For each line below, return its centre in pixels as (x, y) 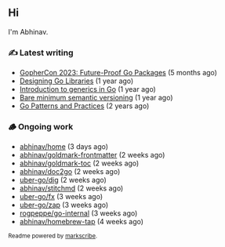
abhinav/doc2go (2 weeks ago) (70, 172)
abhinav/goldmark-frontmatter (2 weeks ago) (92, 155)
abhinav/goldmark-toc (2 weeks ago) (79, 163)
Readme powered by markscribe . (53, 236)
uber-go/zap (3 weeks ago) (64, 205)
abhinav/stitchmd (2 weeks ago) (71, 188)
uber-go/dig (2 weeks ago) (63, 180)
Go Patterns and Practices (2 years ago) (84, 106)
